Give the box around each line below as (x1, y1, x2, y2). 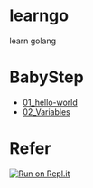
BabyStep (9, 67, 84, 88)
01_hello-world (22, 97, 79, 108)
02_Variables (22, 106, 70, 117)
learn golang (9, 35, 57, 46)
